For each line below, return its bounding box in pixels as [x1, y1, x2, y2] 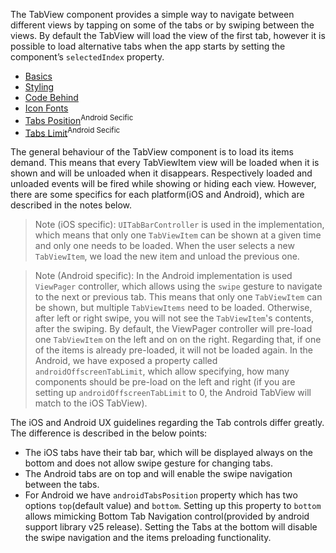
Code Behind [24, 92, 79, 103]
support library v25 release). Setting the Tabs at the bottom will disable [24, 521, 318, 533]
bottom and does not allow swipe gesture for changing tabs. [24, 457, 273, 469]
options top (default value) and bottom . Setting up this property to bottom [24, 500, 322, 512]
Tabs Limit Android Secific [24, 125, 121, 139]
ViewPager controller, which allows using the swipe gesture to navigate [34, 280, 323, 293]
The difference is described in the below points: [10, 427, 208, 439]
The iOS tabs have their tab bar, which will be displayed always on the [24, 447, 313, 459]
